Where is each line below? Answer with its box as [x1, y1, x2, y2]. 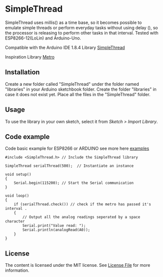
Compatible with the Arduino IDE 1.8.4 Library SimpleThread [5, 44, 125, 50]
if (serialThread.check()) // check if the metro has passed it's [14, 202, 151, 207]
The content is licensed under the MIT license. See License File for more [5, 262, 150, 268]
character [5, 219, 25, 224]
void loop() [5, 194, 29, 198]
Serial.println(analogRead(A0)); [22, 228, 91, 233]
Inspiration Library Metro [5, 54, 55, 59]
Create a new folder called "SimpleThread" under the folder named [5, 81, 140, 87]
